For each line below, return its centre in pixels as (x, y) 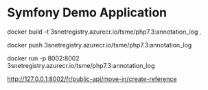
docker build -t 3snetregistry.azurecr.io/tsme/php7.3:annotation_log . (104, 32)
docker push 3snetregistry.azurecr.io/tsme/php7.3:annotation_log (100, 45)
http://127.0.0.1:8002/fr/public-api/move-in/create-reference (92, 79)
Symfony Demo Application (87, 13)
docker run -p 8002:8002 (44, 58)
